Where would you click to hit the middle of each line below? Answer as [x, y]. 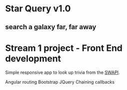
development [33, 59]
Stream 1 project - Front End [64, 48]
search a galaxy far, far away [51, 27]
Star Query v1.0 [38, 9]
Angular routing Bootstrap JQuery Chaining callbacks [60, 82]
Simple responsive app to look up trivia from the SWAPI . [63, 72]
